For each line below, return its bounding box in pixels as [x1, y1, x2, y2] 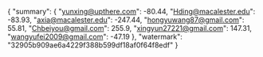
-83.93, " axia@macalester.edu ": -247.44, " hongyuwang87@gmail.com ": [7, 15, 245, 25]
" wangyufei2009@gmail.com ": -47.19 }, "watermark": [7, 32, 183, 41]
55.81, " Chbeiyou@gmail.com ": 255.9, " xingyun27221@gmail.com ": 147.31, [7, 24, 253, 32]
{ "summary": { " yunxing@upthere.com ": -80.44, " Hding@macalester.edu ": [7, 7, 256, 16]
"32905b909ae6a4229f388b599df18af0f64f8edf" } [7, 40, 179, 50]
